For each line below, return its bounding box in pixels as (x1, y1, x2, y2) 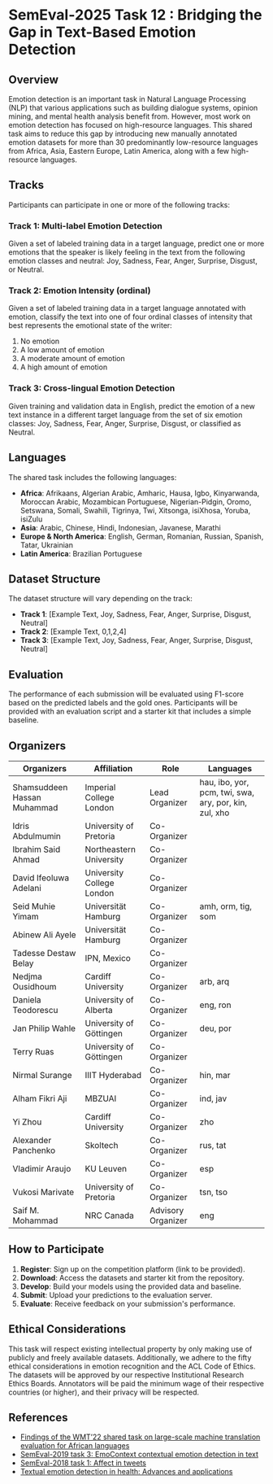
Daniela (12, 994, 42, 1006)
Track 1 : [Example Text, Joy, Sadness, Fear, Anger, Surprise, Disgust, (19, 609, 252, 619)
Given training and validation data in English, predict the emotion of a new (8, 401, 256, 411)
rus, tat (199, 1139, 227, 1150)
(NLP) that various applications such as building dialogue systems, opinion (8, 103, 258, 112)
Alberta (84, 1004, 114, 1015)
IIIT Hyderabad (84, 1069, 142, 1080)
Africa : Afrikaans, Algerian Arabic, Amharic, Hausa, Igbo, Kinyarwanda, (19, 488, 260, 498)
